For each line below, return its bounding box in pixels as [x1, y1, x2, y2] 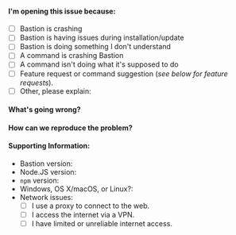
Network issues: [19, 193, 74, 202]
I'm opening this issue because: [8, 6, 116, 16]
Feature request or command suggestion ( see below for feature [19, 68, 228, 79]
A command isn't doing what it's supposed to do [19, 60, 179, 69]
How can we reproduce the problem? [8, 123, 133, 133]
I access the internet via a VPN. [31, 210, 135, 220]
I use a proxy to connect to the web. [31, 201, 150, 210]
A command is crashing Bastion [19, 51, 124, 60]
